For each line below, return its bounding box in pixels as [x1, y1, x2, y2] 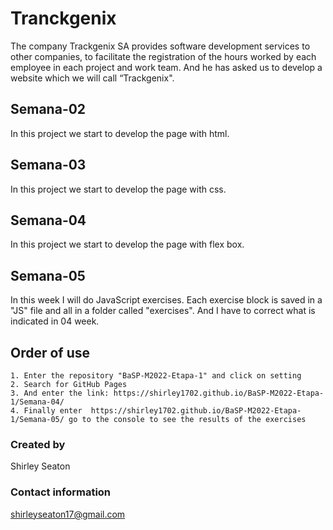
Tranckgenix [10, 7, 117, 30]
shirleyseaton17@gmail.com [10, 508, 126, 520]
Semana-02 [10, 101, 87, 118]
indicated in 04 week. [10, 315, 100, 327]
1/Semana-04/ [10, 397, 65, 407]
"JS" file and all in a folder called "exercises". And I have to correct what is [10, 305, 316, 317]
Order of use [10, 344, 91, 361]
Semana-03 [10, 157, 87, 174]
